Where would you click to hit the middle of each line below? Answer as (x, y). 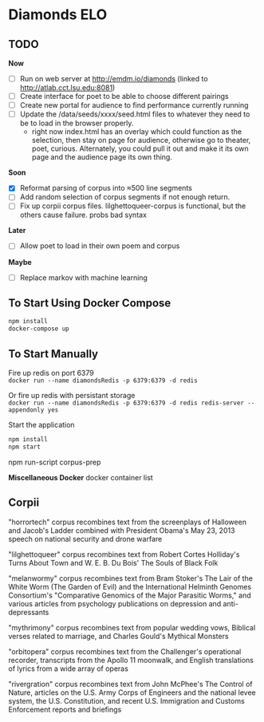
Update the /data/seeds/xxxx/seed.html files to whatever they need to (135, 114)
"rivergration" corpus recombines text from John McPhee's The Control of (130, 684)
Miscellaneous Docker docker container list (81, 477)
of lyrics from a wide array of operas (69, 669)
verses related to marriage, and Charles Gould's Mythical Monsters (118, 636)
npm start (25, 447)
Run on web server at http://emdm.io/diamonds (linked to (114, 79)
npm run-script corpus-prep (55, 462)
